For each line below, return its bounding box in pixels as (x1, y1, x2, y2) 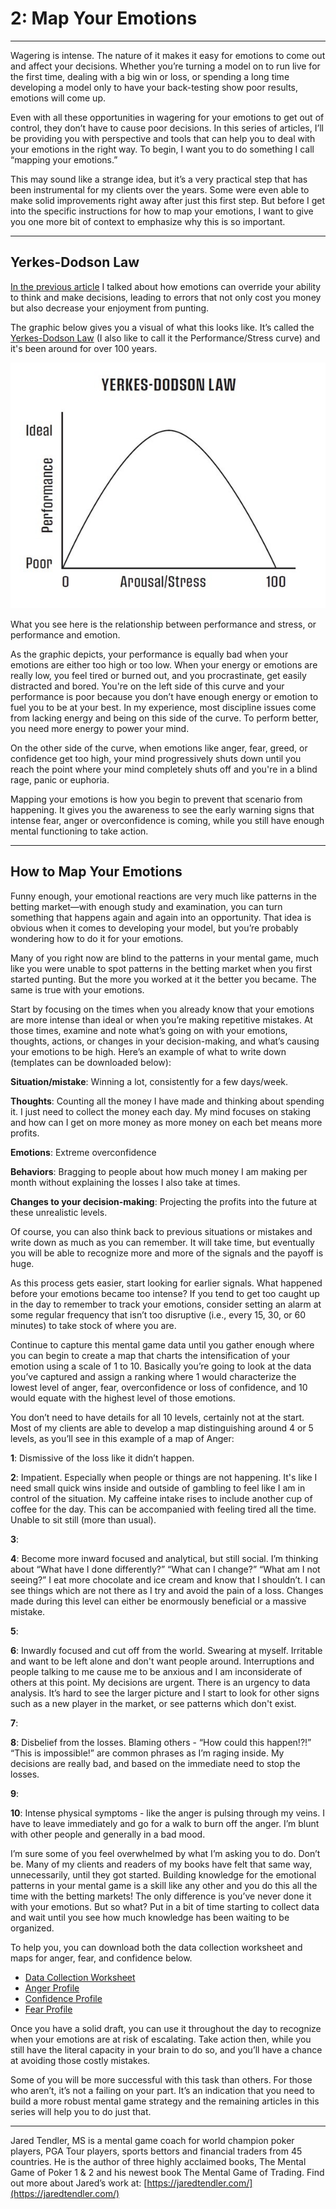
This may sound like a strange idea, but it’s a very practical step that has (10, 173, 308, 185)
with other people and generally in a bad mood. (10, 1828, 206, 1840)
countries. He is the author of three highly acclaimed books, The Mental (10, 2155, 307, 2167)
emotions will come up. (10, 92, 106, 104)
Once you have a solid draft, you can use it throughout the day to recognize (10, 2022, 322, 2034)
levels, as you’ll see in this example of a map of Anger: (10, 1432, 235, 1444)
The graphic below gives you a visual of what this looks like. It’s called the (10, 321, 315, 333)
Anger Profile (24, 1982, 80, 1994)
